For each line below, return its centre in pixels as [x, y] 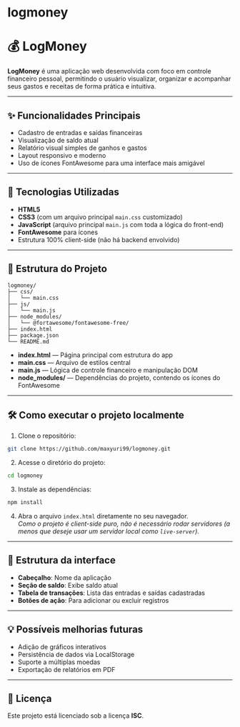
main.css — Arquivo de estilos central [74, 362]
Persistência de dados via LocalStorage [76, 654]
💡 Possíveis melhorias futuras [75, 630]
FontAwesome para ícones [58, 232]
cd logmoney [25, 476]
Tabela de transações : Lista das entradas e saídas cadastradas [111, 593]
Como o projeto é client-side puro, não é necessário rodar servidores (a [124, 523]
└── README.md [29, 341]
